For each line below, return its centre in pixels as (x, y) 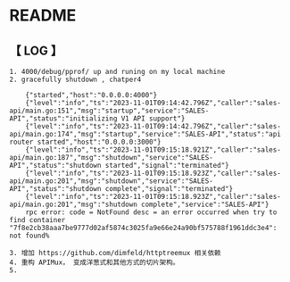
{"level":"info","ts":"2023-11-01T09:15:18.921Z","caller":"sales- (153, 150)
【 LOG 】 (36, 50)
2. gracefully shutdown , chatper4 (75, 79)
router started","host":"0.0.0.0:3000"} (86, 142)
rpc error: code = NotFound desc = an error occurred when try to (151, 212)
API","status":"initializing (63, 119)
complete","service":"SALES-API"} (205, 204)
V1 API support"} (153, 119)
